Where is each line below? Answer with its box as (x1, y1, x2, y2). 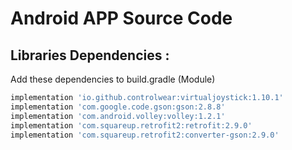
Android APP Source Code (10, 7, 233, 30)
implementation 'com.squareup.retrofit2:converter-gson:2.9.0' (10, 130, 280, 140)
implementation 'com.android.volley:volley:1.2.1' (10, 111, 226, 121)
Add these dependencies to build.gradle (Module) (10, 73, 216, 85)
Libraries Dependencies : (10, 47, 170, 64)
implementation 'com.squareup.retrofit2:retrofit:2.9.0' (10, 120, 253, 131)
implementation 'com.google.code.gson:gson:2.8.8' (10, 102, 226, 112)
